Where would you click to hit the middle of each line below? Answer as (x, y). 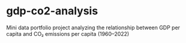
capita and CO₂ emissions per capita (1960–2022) (68, 33)
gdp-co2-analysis (52, 11)
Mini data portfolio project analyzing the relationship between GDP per (93, 27)
